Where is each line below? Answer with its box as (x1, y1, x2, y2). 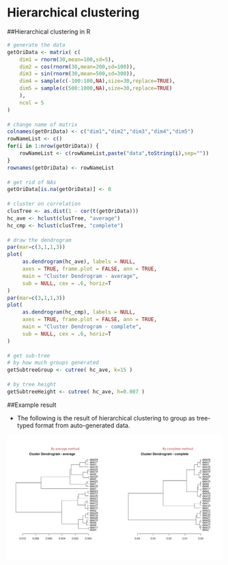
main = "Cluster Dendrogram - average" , (22, 273, 139, 279)
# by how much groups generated (7, 360, 99, 366)
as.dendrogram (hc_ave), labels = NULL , (22, 258, 136, 265)
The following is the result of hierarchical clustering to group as (16, 414, 196, 422)
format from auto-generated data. (35, 421, 130, 429)
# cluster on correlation (7, 201, 81, 208)
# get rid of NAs (7, 179, 57, 186)
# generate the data (7, 41, 66, 49)
